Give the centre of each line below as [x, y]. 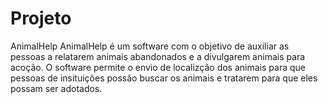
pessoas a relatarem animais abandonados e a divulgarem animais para [158, 56]
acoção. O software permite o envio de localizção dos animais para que [158, 67]
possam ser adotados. [56, 88]
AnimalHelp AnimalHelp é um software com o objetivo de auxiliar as [150, 46]
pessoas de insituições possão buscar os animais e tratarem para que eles [164, 78]
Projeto [41, 18]
